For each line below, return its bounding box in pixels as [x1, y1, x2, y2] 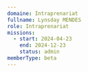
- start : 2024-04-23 [13, 36, 72, 43]
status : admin [19, 49, 60, 56]
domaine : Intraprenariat [7, 10, 78, 17]
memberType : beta [7, 55, 57, 62]
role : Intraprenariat [7, 23, 69, 29]
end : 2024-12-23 [19, 42, 67, 49]
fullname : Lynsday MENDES [7, 16, 81, 23]
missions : [7, 29, 36, 36]
